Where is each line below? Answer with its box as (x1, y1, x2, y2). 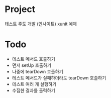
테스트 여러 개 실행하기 (12, 81, 57, 87)
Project (5, 4, 36, 15)
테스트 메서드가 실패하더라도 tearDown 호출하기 (12, 74, 106, 81)
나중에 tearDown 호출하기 (12, 68, 63, 74)
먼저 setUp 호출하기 (12, 62, 52, 68)
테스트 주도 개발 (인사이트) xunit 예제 (5, 21, 77, 27)
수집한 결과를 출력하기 (12, 87, 56, 93)
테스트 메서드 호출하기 (12, 56, 56, 62)
